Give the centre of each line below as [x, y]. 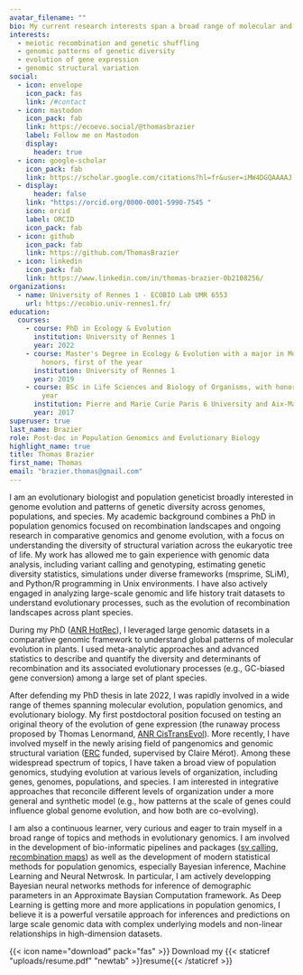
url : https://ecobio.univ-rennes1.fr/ [98, 304]
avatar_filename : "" [48, 18]
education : [30, 312]
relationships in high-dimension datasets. [86, 933]
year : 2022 [54, 345]
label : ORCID [50, 219]
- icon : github [46, 236]
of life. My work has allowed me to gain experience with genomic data [139, 554]
